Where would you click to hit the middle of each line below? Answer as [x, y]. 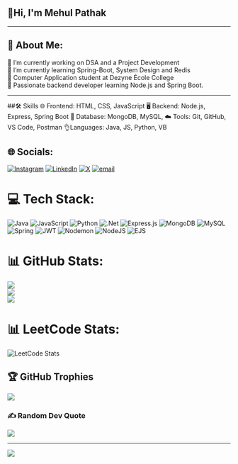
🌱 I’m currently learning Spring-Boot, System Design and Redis [99, 70]
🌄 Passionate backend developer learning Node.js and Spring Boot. [106, 85]
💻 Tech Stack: [51, 199]
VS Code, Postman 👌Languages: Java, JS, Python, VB [87, 127]
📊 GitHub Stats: [56, 261]
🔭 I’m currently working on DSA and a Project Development [93, 62]
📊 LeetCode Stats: [64, 329]
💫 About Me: [35, 46]
